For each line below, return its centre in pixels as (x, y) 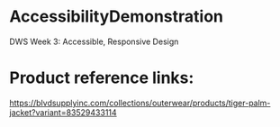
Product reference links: (102, 78)
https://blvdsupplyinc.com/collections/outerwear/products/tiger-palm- (140, 103)
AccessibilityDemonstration (116, 17)
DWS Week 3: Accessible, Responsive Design (94, 41)
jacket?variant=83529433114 (63, 112)
